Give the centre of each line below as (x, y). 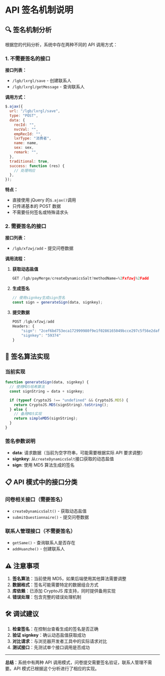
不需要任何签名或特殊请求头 (40, 212)
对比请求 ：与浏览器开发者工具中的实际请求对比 (59, 641)
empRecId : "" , (28, 134)
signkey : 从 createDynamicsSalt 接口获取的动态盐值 (63, 459)
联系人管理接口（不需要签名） (41, 531)
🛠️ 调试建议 (22, 614)
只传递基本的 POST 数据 (37, 206)
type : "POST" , (24, 116)
